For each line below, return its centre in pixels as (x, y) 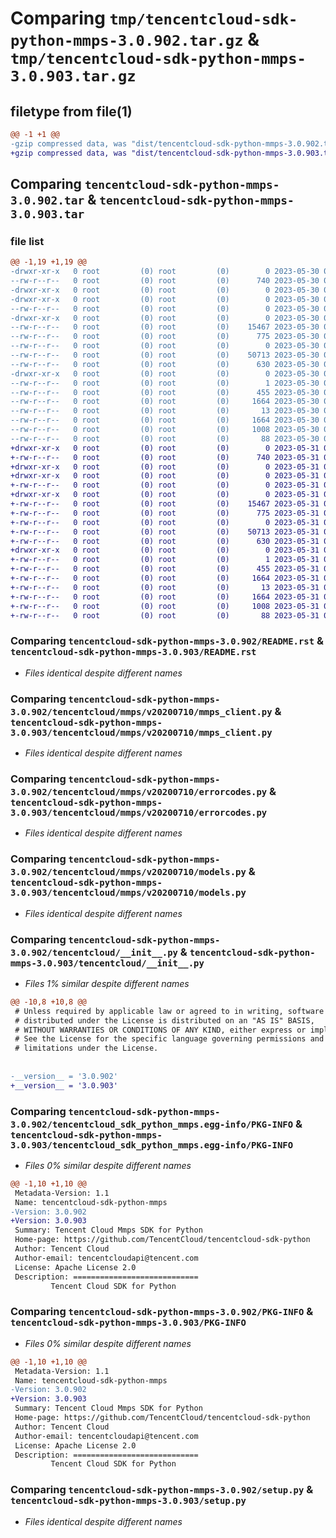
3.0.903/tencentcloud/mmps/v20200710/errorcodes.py (139, 812)
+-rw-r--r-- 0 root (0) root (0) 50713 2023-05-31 (165, 532)
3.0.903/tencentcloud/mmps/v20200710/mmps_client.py (141, 732)
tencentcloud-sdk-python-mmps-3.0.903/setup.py (128, 1501)
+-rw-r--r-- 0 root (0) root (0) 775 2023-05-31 (165, 513)
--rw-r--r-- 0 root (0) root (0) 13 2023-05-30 (165, 411)
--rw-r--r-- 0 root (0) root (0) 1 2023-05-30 (165, 383)
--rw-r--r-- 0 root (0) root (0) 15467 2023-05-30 (165, 327)
